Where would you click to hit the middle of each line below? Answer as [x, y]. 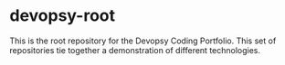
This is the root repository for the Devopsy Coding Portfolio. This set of [143, 41]
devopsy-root [63, 16]
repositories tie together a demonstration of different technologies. [135, 50]
